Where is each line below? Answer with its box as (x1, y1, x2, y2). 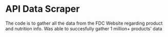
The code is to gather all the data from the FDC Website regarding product (5, 20, 163, 26)
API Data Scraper (5, 3, 80, 15)
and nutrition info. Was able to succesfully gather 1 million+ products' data (5, 25, 163, 31)
